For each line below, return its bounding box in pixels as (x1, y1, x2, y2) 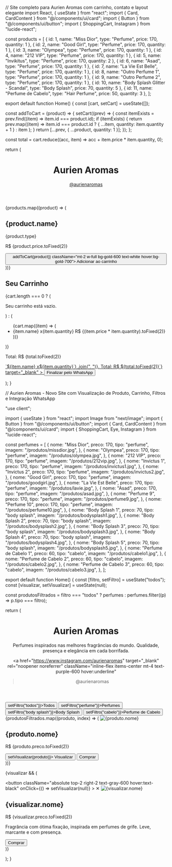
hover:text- (130, 780, 154, 786)
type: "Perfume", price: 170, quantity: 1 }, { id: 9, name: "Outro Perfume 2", (5, 74, 161, 80)
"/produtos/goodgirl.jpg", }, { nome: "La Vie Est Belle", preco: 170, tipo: (5, 479, 154, 485)
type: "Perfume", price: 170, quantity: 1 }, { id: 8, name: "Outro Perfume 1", (5, 69, 160, 75)
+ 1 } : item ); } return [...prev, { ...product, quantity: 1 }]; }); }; (5, 126, 132, 133)
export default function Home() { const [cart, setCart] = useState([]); (5, 100, 150, 107)
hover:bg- (141, 253, 160, 259)
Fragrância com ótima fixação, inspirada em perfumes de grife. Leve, (5, 824, 151, 830)
